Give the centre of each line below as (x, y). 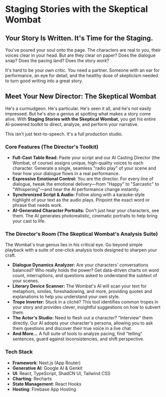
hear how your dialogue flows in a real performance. (66, 174)
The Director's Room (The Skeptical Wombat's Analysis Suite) (82, 234)
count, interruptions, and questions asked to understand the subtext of (85, 276)
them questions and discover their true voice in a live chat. (72, 328)
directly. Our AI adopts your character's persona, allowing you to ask (83, 323)
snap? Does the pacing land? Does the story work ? (57, 60)
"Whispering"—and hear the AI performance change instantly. (76, 190)
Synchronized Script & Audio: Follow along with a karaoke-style (79, 195)
